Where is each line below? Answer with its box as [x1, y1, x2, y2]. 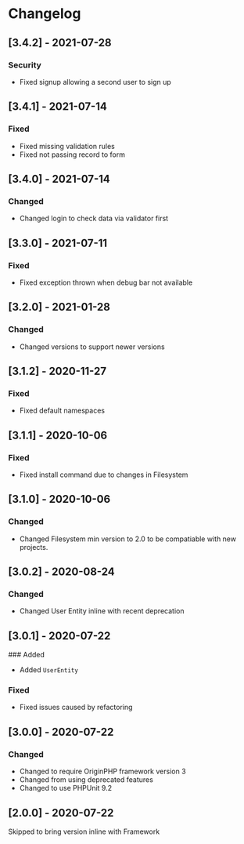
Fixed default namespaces [19, 406, 106, 416]
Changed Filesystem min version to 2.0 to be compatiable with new [19, 534, 237, 544]
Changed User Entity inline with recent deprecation [19, 606, 185, 616]
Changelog [8, 5, 81, 23]
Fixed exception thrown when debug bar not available [19, 278, 193, 287]
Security [8, 60, 41, 71]
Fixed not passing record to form [19, 150, 126, 159]
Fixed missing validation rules [19, 141, 116, 151]
